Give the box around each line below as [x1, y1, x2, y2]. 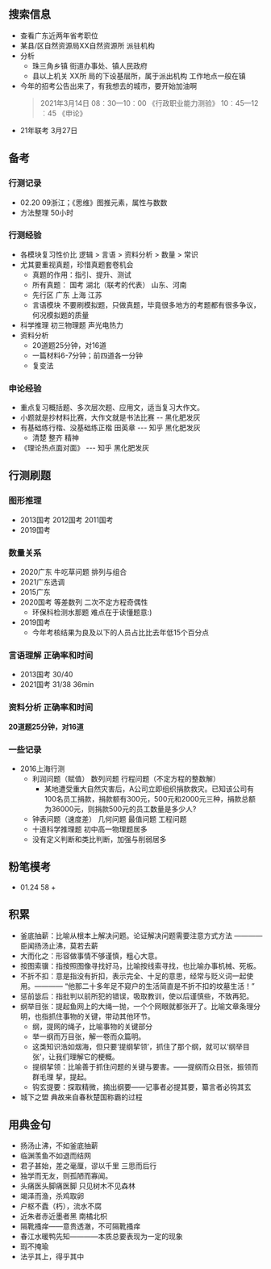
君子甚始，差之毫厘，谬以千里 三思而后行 [19, 1161, 157, 1171]
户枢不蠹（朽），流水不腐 [19, 1201, 102, 1211]
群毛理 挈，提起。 [31, 1072, 91, 1082]
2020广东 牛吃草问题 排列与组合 [19, 567, 127, 577]
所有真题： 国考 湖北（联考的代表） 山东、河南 [31, 279, 187, 289]
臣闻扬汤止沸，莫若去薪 [19, 940, 98, 950]
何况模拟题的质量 [31, 310, 90, 320]
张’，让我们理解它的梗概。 [31, 1052, 119, 1062]
